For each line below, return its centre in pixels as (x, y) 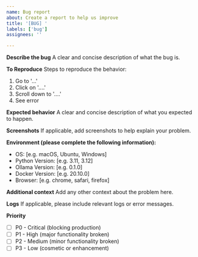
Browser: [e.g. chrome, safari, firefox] (62, 180)
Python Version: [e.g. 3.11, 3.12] (54, 161)
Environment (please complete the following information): (81, 143)
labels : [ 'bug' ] (27, 29)
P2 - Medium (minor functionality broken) (67, 241)
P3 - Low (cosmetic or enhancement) (62, 248)
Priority (16, 216)
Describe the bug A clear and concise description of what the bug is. (93, 57)
